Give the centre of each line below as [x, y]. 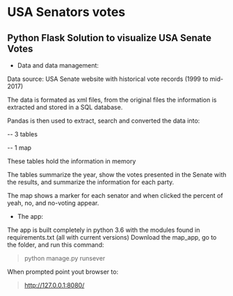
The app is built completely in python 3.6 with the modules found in [104, 230]
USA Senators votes [66, 12]
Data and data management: [58, 65]
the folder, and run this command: [56, 245]
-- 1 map [19, 148]
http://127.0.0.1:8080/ [54, 285]
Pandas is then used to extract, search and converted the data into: [104, 120]
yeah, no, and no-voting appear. [53, 203]
